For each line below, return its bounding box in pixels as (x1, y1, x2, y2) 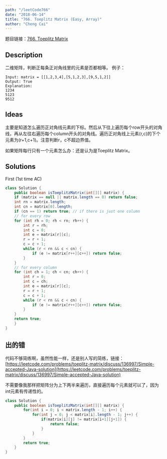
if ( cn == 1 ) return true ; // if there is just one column (14, 209, 140, 214)
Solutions (5, 162, 36, 171)
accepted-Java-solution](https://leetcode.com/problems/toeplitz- (5, 366, 141, 372)
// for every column (14, 265, 57, 270)
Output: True (5, 79, 33, 84)
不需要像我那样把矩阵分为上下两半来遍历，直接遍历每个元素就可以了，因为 (5, 382, 159, 388)
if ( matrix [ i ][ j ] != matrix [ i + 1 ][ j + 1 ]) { (41, 417, 127, 422)
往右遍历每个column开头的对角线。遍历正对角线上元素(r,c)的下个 (27, 130, 161, 136)
